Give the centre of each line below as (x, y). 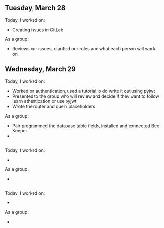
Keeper (19, 130)
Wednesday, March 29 (41, 69)
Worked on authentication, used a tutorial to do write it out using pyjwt (83, 91)
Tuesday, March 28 (35, 8)
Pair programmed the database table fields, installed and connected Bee (86, 126)
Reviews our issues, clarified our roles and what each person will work (84, 48)
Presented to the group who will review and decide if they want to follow (85, 96)
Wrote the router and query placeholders (53, 106)
